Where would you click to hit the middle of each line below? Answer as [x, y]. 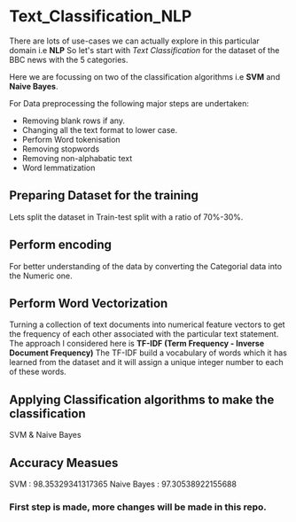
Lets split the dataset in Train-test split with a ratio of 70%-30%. [126, 217]
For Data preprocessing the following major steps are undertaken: [129, 103]
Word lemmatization [58, 168]
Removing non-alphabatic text [77, 158]
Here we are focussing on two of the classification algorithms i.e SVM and [145, 76]
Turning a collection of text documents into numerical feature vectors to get [147, 324]
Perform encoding [61, 245]
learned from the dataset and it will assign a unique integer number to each [146, 362]
